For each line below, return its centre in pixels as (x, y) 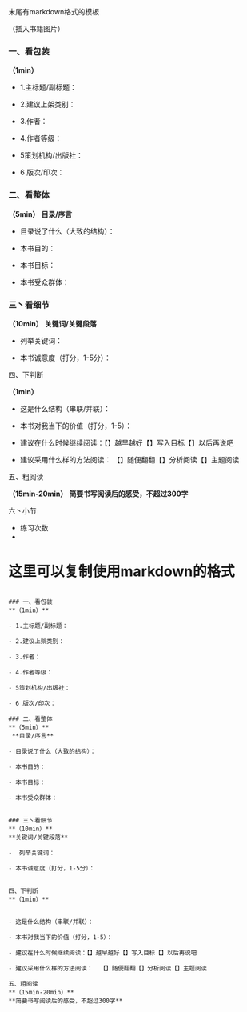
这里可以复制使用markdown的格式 (122, 572)
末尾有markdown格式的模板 (54, 12)
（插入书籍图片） (36, 29)
